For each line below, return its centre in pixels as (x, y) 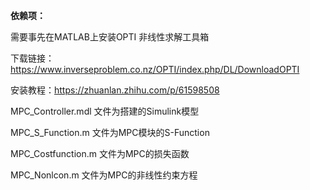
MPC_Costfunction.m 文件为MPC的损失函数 (100, 153)
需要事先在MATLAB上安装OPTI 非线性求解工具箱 (110, 37)
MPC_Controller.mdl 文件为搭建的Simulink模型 (105, 111)
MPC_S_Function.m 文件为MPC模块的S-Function (110, 132)
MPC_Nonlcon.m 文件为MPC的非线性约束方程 (104, 175)
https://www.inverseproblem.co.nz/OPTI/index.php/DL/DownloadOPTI (155, 69)
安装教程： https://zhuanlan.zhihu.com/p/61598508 (115, 90)
